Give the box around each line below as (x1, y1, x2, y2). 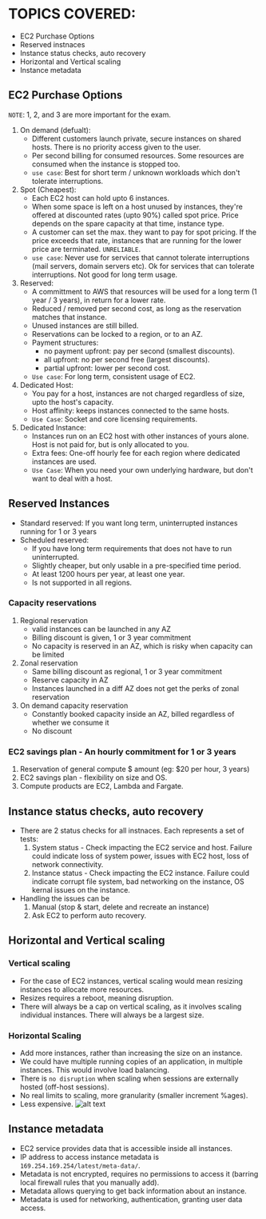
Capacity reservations (8, 598, 97, 609)
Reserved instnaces (19, 39, 85, 49)
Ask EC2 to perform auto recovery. (31, 910, 147, 920)
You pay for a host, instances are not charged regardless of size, (31, 389, 245, 398)
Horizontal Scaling (8, 1029, 81, 1041)
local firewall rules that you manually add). (19, 1177, 160, 1187)
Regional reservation (19, 615, 89, 625)
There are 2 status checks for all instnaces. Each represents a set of (19, 825, 245, 835)
